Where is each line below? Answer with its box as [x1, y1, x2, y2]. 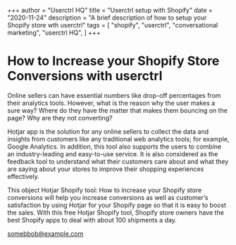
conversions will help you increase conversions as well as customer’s [7, 193, 209, 201]
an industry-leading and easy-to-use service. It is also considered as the [7, 149, 218, 158]
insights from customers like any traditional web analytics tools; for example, [7, 134, 230, 143]
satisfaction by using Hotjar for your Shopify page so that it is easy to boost [7, 201, 227, 209]
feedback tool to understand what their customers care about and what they [7, 157, 229, 165]
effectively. [7, 172, 40, 180]
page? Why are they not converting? [7, 113, 113, 122]
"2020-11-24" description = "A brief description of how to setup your [7, 13, 207, 22]
